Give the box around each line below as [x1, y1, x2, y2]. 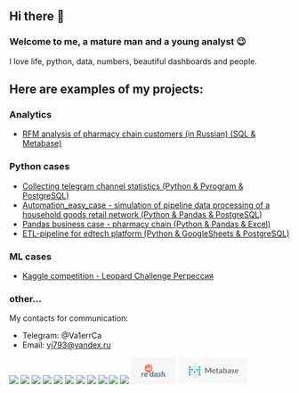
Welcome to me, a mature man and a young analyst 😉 [9, 36, 246, 48]
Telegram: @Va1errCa [21, 331, 102, 341]
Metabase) [21, 138, 62, 149]
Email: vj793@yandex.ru [21, 340, 111, 350]
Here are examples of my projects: [9, 82, 204, 97]
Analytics [9, 109, 52, 120]
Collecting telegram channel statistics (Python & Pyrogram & [21, 180, 244, 192]
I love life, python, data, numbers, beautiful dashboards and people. [9, 55, 258, 67]
